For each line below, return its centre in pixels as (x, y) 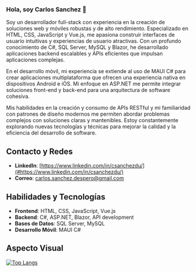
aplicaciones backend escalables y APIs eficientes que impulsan (85, 54)
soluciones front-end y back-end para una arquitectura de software (88, 90)
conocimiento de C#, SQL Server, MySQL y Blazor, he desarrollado (87, 47)
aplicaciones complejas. (35, 60)
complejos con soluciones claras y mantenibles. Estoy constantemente (92, 120)
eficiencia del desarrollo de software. (51, 133)
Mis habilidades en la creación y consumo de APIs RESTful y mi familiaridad (98, 108)
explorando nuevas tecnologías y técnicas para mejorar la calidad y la (91, 127)
